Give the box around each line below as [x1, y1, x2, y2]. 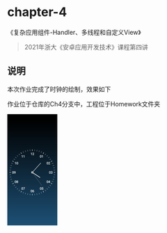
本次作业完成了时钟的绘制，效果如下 [7, 85, 111, 93]
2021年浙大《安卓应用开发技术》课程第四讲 [24, 42, 148, 51]
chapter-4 [7, 4, 67, 20]
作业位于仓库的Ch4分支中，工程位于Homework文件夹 [7, 99, 161, 108]
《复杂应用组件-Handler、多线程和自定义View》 [7, 28, 141, 36]
